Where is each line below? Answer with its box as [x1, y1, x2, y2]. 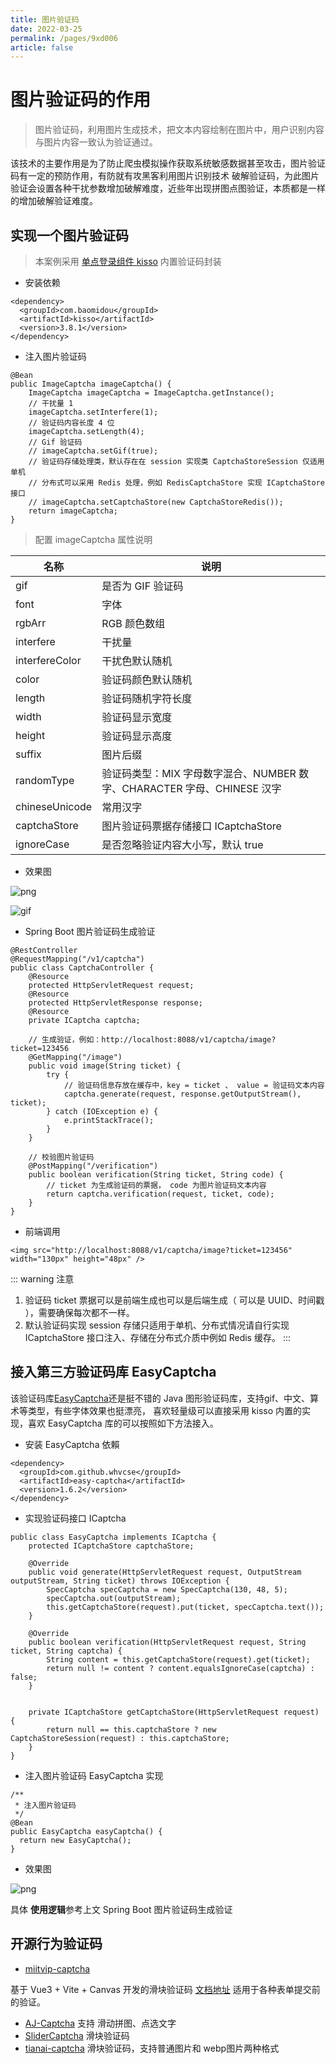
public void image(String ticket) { [28, 1061, 182, 1071]
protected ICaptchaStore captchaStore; [28, 1541, 195, 1551]
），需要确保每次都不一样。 [24, 1307, 135, 1318]
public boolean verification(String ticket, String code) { [28, 1170, 284, 1180]
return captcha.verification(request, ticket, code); [46, 1189, 275, 1199]
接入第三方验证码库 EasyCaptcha [10, 1364, 217, 1381]
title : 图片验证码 [10, 14, 80, 25]
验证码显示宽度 [101, 711, 173, 724]
